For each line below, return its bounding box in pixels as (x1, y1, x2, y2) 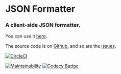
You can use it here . (5, 33, 47, 39)
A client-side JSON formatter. (5, 22, 81, 29)
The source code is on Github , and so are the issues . (5, 43, 116, 49)
